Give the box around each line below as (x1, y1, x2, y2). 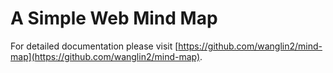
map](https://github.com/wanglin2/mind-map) (10, 50, 201, 62)
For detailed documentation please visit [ (10, 40, 179, 52)
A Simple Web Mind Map (10, 7, 218, 30)
